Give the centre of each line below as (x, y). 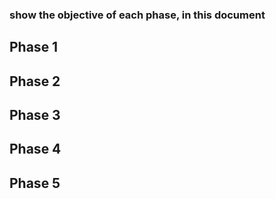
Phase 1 (34, 47)
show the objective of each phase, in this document (137, 15)
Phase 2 (35, 81)
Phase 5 (35, 183)
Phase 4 (35, 149)
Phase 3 (35, 115)
